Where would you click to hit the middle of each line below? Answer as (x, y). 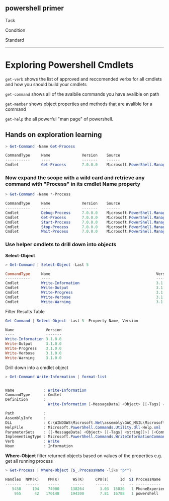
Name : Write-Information (46, 390)
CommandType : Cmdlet (33, 395)
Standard (15, 40)
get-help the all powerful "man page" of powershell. (59, 119)
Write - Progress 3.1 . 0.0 (33, 349)
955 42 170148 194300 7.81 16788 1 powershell (86, 493)
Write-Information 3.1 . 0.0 (33, 339)
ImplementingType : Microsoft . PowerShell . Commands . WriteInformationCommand (86, 437)
